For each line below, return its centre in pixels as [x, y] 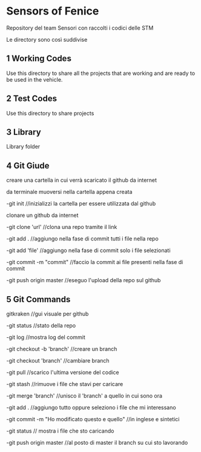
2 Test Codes [32, 99]
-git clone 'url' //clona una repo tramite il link [62, 227]
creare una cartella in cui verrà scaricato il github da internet [82, 180]
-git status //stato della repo [41, 325]
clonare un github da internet [42, 215]
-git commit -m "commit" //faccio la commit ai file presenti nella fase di [95, 262]
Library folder [23, 147]
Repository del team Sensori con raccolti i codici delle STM [80, 28]
